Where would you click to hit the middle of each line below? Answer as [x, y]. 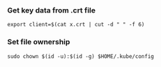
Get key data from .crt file [52, 10]
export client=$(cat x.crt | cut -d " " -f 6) [76, 25]
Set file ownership [39, 42]
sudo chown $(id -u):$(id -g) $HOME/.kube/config [81, 56]
